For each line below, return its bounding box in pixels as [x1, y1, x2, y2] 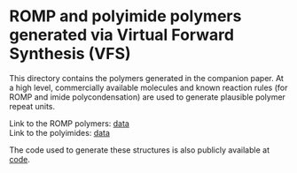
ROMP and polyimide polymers [9, 6, 242, 26]
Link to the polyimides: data [9, 127, 111, 138]
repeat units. [9, 101, 56, 111]
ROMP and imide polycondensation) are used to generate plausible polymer [9, 91, 286, 102]
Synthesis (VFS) [9, 44, 131, 64]
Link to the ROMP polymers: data [9, 117, 130, 129]
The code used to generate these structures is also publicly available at [9, 144, 270, 155]
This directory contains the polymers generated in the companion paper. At [9, 72, 284, 83]
